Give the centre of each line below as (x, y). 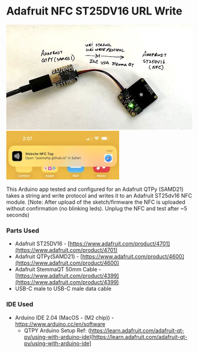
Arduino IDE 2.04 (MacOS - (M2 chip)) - (64, 317)
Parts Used (23, 230)
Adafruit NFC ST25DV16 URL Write (94, 11)
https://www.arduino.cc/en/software (60, 324)
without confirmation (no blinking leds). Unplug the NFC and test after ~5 (97, 208)
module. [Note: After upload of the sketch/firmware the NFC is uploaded (96, 202)
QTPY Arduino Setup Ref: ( (57, 330)
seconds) (18, 215)
